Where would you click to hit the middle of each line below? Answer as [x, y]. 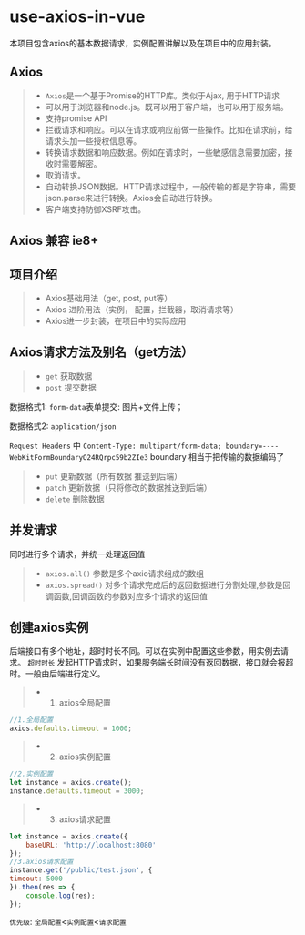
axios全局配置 [85, 703]
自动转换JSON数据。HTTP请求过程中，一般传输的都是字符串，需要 [171, 186]
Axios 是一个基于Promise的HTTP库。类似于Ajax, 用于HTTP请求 [163, 95]
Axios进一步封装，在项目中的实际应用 [116, 320]
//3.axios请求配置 [41, 862]
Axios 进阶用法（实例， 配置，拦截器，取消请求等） [142, 309]
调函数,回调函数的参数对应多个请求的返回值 [126, 596]
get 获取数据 [69, 376]
